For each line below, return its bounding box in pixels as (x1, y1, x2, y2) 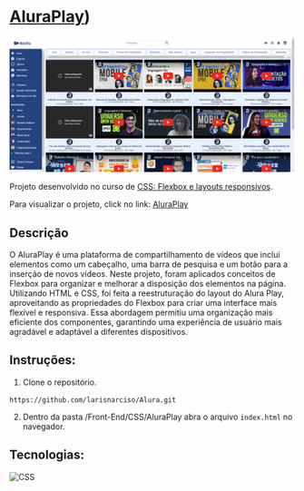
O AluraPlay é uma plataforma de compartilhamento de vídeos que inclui (9, 249, 280, 260)
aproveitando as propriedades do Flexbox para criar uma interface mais (9, 297, 278, 308)
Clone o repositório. (22, 377, 97, 388)
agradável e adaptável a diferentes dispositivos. (9, 326, 188, 337)
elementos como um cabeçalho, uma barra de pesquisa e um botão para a (9, 259, 289, 270)
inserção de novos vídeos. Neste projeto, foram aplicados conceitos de (9, 268, 276, 279)
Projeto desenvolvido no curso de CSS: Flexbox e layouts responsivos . (9, 182, 273, 192)
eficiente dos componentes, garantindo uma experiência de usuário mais (9, 316, 283, 328)
